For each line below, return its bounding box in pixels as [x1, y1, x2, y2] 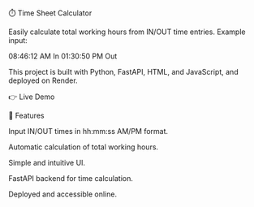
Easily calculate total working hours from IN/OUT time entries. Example [8, 27, 246, 37]
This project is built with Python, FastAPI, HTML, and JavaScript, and [8, 67, 239, 76]
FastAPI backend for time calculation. [8, 174, 134, 183]
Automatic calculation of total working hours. [8, 142, 159, 152]
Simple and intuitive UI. [8, 158, 86, 167]
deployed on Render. [8, 75, 79, 85]
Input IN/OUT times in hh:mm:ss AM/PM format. [8, 127, 169, 136]
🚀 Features [8, 110, 45, 120]
